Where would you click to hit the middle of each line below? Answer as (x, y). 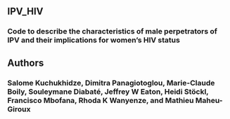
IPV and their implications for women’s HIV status (94, 40)
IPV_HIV (25, 12)
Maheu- (209, 100)
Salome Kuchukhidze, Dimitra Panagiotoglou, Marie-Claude (111, 83)
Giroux (19, 109)
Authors (26, 63)
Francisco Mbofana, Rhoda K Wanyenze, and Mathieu (101, 100)
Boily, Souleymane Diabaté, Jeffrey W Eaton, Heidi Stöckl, (108, 92)
